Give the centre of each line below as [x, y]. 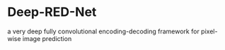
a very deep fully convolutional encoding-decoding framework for [103, 31]
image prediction [47, 38]
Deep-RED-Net [52, 12]
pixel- [209, 31]
